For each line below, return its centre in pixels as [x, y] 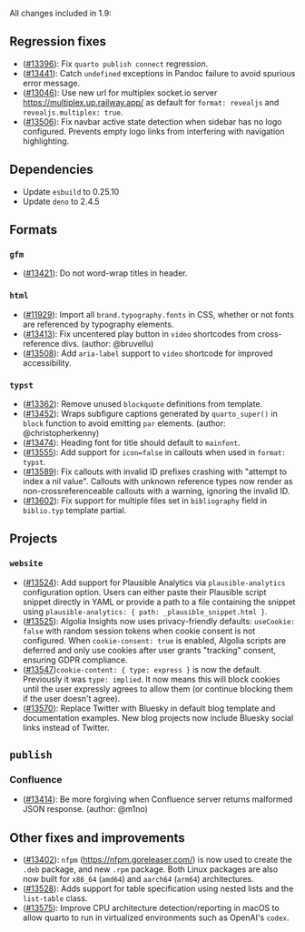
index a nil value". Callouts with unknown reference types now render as [157, 481]
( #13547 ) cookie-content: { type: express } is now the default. [142, 669]
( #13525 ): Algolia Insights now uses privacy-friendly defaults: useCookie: [158, 621]
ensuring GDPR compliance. [75, 660]
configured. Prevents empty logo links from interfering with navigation [153, 131]
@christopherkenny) [61, 432]
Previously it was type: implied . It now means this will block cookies [151, 679]
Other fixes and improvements [98, 838]
